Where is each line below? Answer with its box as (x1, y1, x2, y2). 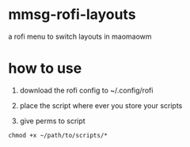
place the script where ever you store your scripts (19, 100, 183, 110)
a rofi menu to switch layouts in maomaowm (8, 32, 152, 41)
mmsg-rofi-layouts (8, 6, 136, 24)
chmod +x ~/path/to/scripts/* (8, 131, 108, 139)
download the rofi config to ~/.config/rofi (19, 85, 154, 95)
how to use (8, 59, 82, 77)
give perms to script (19, 116, 85, 126)
